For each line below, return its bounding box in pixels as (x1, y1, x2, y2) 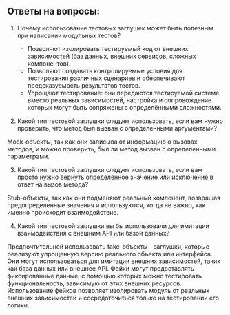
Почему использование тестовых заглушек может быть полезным (17, 23, 213, 32)
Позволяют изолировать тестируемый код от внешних (27, 44, 189, 52)
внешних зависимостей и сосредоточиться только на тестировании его (7, 294, 219, 302)
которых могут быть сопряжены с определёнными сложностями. (27, 103, 222, 111)
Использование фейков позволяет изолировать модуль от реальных (7, 286, 210, 294)
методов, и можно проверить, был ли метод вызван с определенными (7, 144, 216, 153)
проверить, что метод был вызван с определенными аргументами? (17, 124, 218, 132)
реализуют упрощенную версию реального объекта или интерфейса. (7, 249, 213, 258)
